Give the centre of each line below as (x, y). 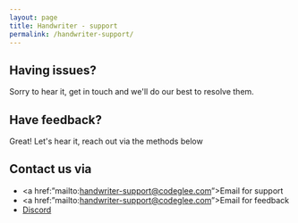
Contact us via (51, 169)
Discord (37, 210)
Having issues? (53, 70)
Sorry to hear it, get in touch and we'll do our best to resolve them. (132, 92)
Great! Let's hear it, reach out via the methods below (106, 141)
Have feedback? (56, 120)
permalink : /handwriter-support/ (72, 34)
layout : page (34, 17)
